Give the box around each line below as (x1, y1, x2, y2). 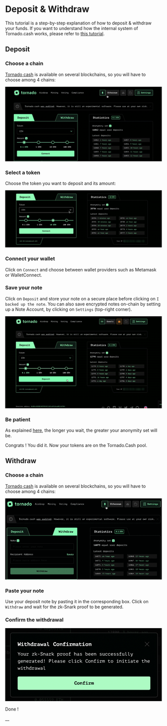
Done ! (5, 706, 19, 712)
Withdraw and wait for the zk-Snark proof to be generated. (5, 604, 124, 610)
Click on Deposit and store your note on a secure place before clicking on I (5, 295, 159, 301)
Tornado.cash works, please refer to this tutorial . (5, 30, 105, 36)
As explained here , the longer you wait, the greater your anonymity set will (5, 427, 158, 433)
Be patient (5, 416, 31, 423)
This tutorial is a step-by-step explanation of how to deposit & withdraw (5, 20, 152, 26)
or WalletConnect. (5, 272, 42, 278)
